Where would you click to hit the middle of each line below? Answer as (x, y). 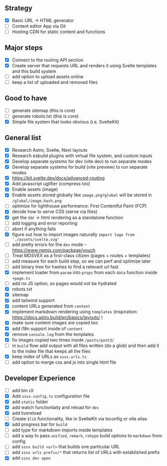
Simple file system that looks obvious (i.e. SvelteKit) (65, 122)
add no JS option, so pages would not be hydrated (64, 284)
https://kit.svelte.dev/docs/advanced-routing (58, 178)
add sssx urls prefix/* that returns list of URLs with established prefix (86, 452)
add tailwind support (33, 300)
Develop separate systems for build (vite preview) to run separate (80, 167)
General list (23, 138)
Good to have (26, 98)
